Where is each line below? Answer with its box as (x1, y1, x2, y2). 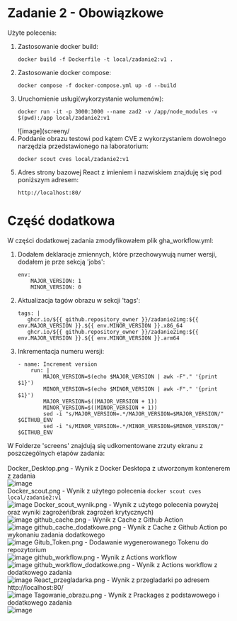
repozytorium (7, 545, 47, 554)
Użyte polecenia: (7, 28, 57, 37)
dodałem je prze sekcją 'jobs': (17, 257, 105, 266)
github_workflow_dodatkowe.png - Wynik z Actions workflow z (34, 560, 218, 569)
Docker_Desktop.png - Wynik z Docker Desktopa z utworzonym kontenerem (7, 464, 231, 472)
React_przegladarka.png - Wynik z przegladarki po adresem (34, 576, 210, 584)
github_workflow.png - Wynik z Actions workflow (34, 553, 178, 561)
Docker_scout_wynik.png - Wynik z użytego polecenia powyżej (34, 500, 219, 508)
